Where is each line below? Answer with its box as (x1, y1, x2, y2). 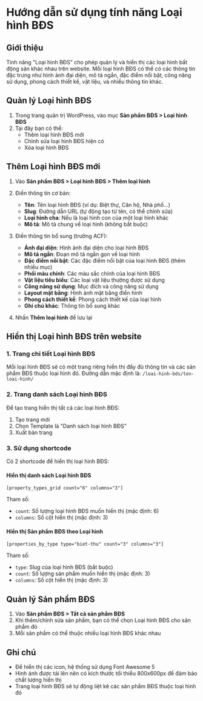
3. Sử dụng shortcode (6, 444, 72, 452)
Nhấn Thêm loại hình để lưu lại (15, 314, 93, 321)
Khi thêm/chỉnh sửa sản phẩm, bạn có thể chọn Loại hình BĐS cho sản (15, 617, 191, 624)
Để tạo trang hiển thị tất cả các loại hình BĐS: (6, 404, 120, 411)
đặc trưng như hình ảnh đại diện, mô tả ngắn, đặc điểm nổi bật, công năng (6, 72, 191, 78)
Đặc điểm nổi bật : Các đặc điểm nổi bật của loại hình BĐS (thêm (24, 257, 186, 264)
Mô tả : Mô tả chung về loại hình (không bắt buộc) (24, 220, 148, 228)
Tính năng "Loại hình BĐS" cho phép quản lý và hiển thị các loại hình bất (6, 59, 188, 66)
